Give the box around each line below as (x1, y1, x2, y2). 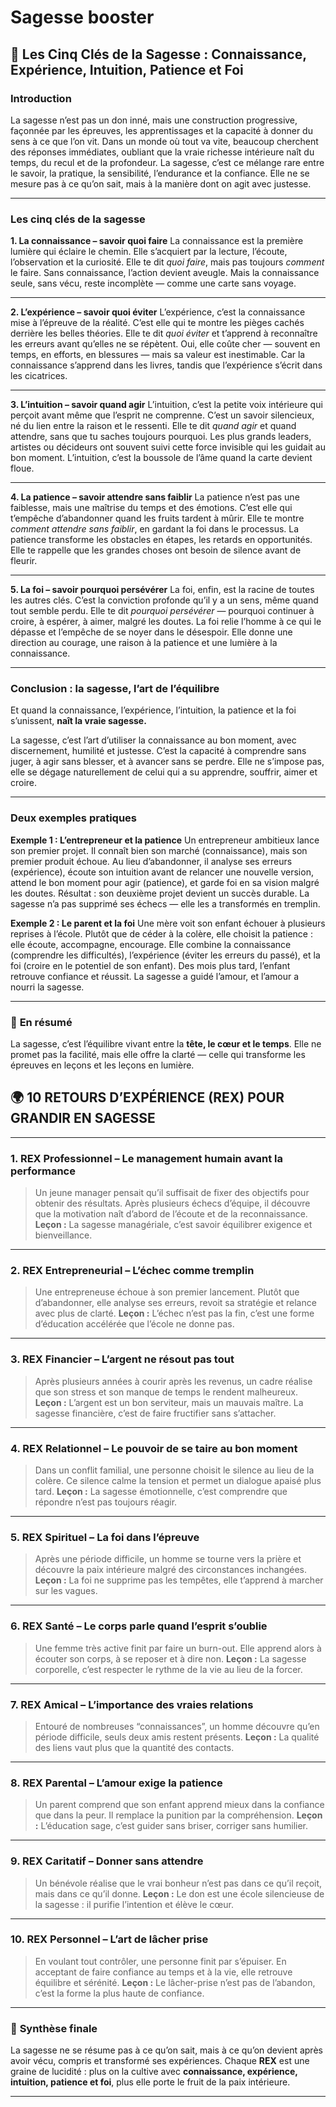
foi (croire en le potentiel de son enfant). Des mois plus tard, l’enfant (10, 959, 291, 971)
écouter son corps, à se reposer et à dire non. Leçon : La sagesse (34, 1652, 307, 1665)
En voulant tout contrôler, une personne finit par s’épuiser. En (34, 1955, 287, 1967)
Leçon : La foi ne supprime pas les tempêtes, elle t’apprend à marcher (34, 1574, 324, 1586)
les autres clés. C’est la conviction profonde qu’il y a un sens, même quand (10, 594, 319, 606)
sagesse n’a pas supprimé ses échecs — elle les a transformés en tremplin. (10, 897, 321, 910)
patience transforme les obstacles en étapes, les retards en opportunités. (10, 534, 313, 546)
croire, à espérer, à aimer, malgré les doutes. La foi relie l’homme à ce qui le (10, 616, 322, 628)
